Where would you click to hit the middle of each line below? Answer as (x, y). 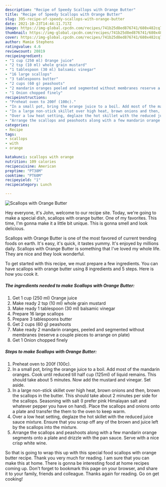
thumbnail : (16, 33)
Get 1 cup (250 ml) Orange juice (45, 298)
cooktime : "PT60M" (24, 176)
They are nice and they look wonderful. (45, 254)
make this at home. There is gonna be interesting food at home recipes (77, 463)
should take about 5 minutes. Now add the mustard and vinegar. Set (81, 379)
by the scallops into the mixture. (45, 427)
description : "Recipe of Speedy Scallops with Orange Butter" (70, 10)
